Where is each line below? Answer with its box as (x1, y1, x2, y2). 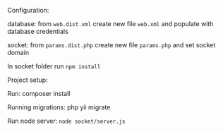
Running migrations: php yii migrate (7, 103, 111, 112)
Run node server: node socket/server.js (7, 116, 126, 125)
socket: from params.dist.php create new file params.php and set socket (7, 41, 216, 49)
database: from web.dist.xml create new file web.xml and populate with (7, 20, 214, 28)
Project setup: (7, 76, 48, 84)
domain (7, 49, 30, 56)
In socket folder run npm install (7, 62, 101, 70)
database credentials (7, 28, 68, 35)
